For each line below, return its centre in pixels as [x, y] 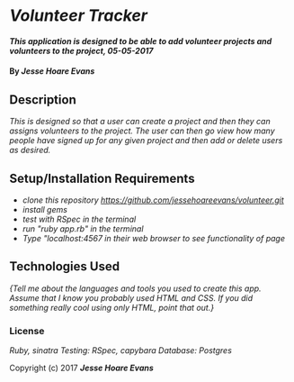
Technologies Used [64, 267]
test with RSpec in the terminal [79, 219]
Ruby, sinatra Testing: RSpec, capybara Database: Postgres [120, 350]
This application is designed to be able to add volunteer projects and [141, 41]
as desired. [30, 150]
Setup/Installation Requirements [102, 178]
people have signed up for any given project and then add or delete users [146, 141]
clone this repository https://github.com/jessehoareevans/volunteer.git [153, 200]
